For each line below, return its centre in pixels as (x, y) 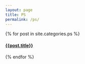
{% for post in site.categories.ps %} (42, 34)
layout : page (19, 10)
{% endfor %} (20, 57)
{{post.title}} (19, 45)
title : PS (16, 15)
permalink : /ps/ (22, 19)
